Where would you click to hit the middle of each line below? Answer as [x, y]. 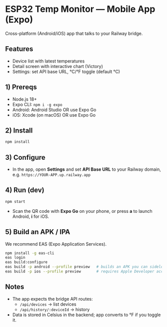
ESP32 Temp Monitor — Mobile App [80, 9]
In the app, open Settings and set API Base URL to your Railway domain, [87, 169]
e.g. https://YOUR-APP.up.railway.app [51, 175]
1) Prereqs [21, 87]
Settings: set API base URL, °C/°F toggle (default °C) [66, 71]
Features [19, 49]
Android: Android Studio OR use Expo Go [54, 110]
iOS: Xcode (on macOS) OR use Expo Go [54, 115]
